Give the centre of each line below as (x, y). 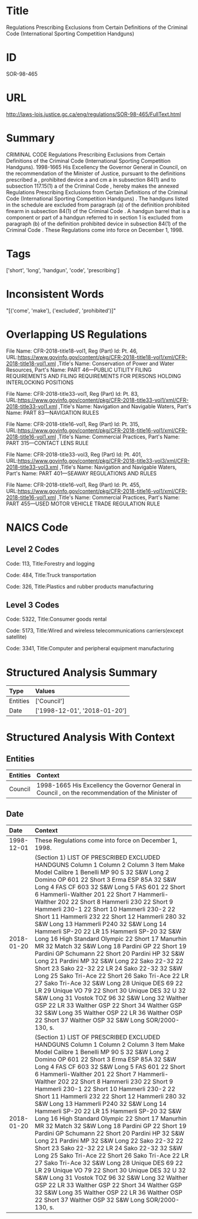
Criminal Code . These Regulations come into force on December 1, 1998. (95, 230)
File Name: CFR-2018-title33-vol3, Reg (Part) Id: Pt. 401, (74, 454)
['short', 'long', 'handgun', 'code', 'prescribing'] (63, 270)
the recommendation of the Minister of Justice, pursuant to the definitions (96, 173)
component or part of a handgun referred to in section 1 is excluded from (95, 217)
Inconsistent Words (55, 294)
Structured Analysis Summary (82, 672)
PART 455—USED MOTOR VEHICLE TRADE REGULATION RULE (83, 504)
